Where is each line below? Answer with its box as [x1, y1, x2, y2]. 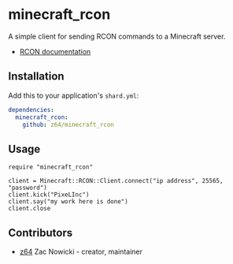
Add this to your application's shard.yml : [8, 91, 139, 100]
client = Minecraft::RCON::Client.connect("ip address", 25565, [8, 177, 224, 185]
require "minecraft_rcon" [8, 163, 93, 171]
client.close [8, 205, 51, 213]
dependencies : [8, 106, 55, 113]
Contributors [8, 226, 73, 240]
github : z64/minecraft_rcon [22, 121, 114, 128]
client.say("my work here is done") [8, 198, 128, 206]
